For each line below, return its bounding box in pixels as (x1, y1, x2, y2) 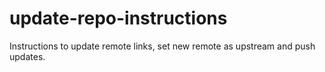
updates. (9, 50, 46, 62)
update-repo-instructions (9, 7, 228, 30)
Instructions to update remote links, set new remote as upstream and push (9, 40, 316, 52)
